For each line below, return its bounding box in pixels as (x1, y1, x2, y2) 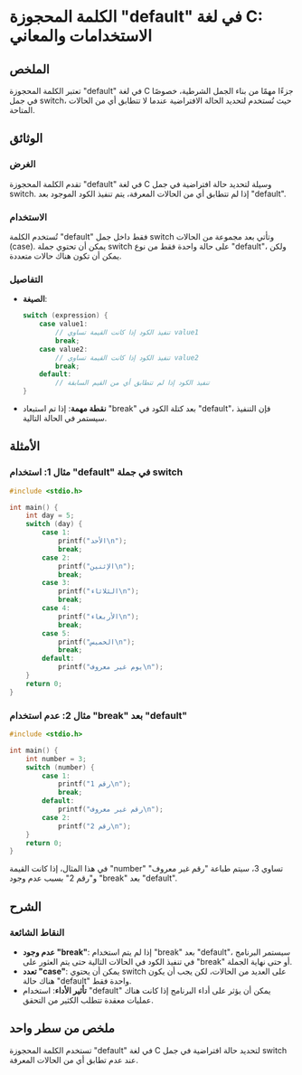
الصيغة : (22, 294, 48, 305)
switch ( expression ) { (22, 311, 109, 320)
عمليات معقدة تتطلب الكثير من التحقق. (22, 995, 154, 1005)
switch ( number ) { (25, 762, 95, 772)
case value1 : (39, 319, 89, 329)
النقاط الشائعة (9, 926, 65, 938)
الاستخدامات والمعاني (9, 25, 152, 46)
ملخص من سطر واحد (9, 1021, 116, 1036)
